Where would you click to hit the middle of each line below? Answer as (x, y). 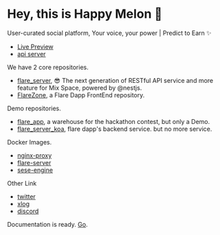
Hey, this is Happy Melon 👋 (85, 14)
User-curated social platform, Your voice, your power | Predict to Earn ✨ (109, 33)
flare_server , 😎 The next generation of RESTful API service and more (115, 80)
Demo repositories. (34, 108)
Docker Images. (30, 142)
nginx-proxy (34, 155)
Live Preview (35, 47)
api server (31, 53)
